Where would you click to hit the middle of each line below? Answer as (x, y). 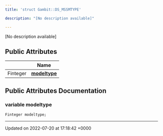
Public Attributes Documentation (56, 91)
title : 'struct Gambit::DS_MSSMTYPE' (43, 9)
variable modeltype (29, 104)
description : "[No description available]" (50, 18)
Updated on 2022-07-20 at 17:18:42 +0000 (48, 128)
